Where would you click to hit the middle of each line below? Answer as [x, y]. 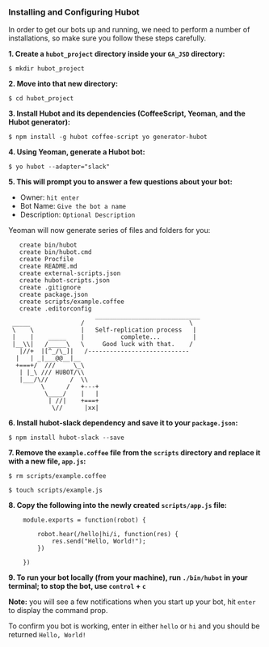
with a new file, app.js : [47, 461]
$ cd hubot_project [41, 99]
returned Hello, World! [47, 635]
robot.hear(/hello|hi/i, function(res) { [108, 535]
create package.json [54, 295]
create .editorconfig [55, 309]
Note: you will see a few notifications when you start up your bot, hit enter [132, 602]
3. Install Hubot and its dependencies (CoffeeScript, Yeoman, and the [127, 114]
